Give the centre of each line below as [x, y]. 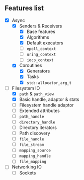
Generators [38, 71]
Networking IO [27, 167]
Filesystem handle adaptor [46, 105]
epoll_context [41, 49]
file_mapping [33, 162]
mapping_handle [35, 156]
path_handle [32, 116]
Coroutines [31, 65]
